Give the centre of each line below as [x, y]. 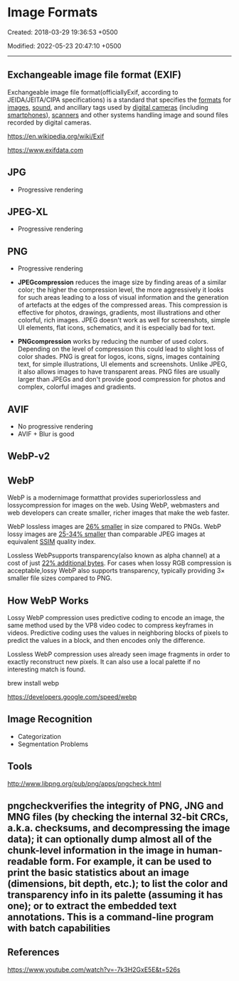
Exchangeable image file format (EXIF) [94, 75]
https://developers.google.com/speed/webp [72, 697]
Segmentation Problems [53, 744]
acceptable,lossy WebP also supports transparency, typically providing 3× [116, 571]
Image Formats [53, 12]
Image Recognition [50, 719]
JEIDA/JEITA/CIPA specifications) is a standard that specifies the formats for [119, 100]
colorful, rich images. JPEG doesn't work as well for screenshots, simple [124, 320]
